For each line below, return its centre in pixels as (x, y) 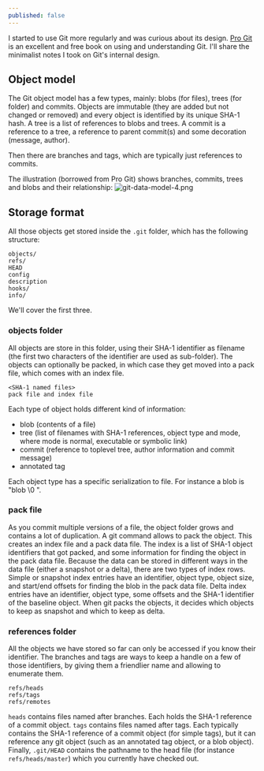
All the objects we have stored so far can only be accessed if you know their (132, 649)
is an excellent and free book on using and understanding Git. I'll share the (129, 46)
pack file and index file (50, 394)
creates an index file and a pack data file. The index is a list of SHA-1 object (131, 544)
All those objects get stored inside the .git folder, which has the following (128, 231)
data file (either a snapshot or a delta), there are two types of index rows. (127, 569)
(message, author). (39, 140)
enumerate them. (36, 674)
